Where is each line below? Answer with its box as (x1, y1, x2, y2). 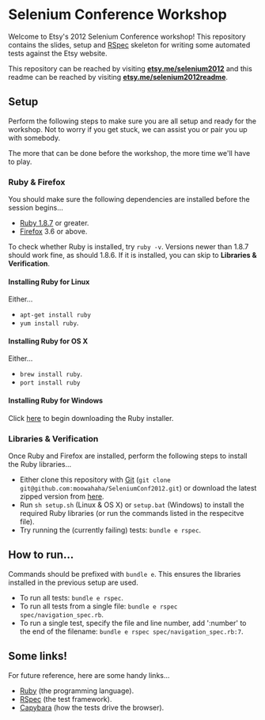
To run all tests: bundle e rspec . (19, 593, 124, 602)
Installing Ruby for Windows (8, 396, 104, 405)
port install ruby (19, 379, 81, 387)
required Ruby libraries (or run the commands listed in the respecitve (19, 508, 244, 517)
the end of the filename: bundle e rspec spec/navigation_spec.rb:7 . (19, 627, 244, 636)
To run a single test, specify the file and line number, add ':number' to (19, 618, 247, 627)
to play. (8, 157, 32, 166)
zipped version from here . (19, 491, 104, 501)
